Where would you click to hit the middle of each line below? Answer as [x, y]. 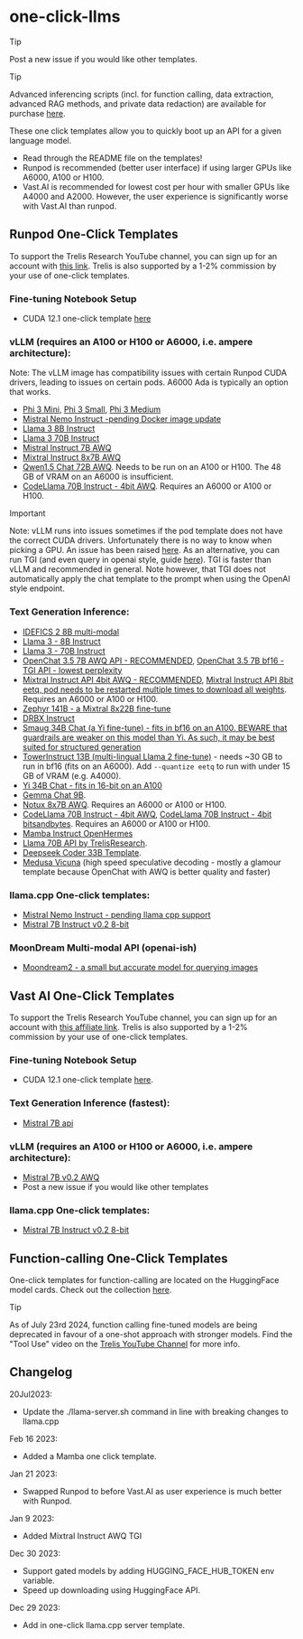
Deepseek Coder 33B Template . [82, 852]
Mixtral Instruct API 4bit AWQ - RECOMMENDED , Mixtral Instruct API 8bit [158, 679]
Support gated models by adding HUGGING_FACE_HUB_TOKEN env [148, 1570]
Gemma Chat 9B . [54, 795]
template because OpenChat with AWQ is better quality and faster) [146, 871]
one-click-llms [65, 17]
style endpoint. [37, 588]
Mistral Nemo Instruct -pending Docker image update [122, 419]
